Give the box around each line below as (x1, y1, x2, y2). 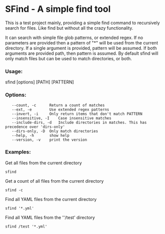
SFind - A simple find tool (5, 3, 111, 15)
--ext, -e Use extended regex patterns (11, 107, 110, 112)
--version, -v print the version (11, 137, 87, 142)
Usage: (5, 68, 23, 75)
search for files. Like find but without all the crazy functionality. (5, 25, 133, 31)
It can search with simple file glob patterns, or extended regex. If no (5, 35, 143, 40)
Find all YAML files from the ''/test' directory (5, 214, 95, 220)
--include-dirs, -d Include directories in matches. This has (11, 120, 147, 125)
